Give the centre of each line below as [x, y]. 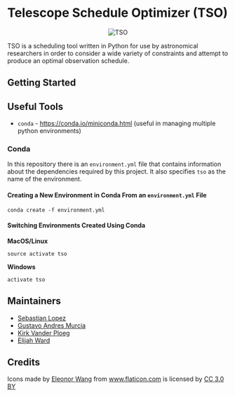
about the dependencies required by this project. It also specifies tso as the [116, 172]
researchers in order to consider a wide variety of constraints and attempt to [118, 53]
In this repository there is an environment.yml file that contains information [114, 164]
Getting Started [42, 83]
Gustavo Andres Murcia [52, 325]
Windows [21, 267]
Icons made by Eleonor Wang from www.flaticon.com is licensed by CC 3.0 [116, 379]
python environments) [49, 131]
